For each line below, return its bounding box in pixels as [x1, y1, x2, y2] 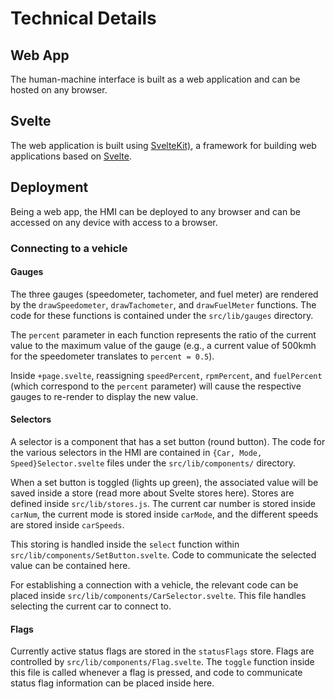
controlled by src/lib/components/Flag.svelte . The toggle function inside [10, 656, 315, 668]
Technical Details [10, 7, 157, 30]
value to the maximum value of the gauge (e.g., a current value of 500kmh [10, 339, 317, 351]
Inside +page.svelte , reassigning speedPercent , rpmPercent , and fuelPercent [10, 369, 323, 381]
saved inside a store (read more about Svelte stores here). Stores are [10, 487, 295, 499]
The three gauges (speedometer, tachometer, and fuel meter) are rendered [10, 288, 319, 300]
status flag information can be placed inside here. [10, 677, 215, 689]
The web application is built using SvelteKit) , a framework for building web [10, 139, 317, 151]
